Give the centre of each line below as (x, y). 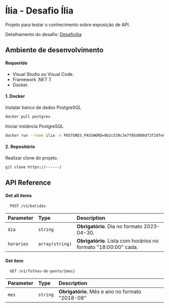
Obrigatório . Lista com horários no (118, 241)
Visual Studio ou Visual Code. (43, 74)
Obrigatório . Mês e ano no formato (100, 292)
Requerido (16, 63)
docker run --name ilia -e (33, 135)
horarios (18, 244)
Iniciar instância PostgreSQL (34, 126)
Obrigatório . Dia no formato (109, 227)
